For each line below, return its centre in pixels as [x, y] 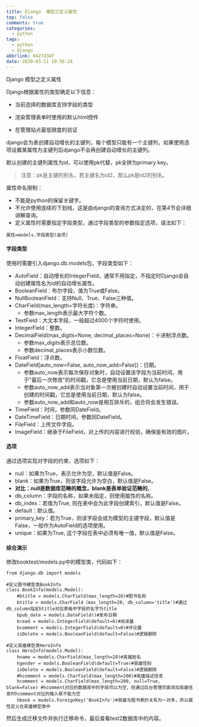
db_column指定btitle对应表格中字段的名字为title [61, 609]
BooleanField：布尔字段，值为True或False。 [69, 290]
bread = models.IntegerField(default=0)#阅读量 [75, 622]
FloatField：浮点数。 [40, 357]
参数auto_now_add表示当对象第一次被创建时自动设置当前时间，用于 [106, 387]
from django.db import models [44, 573]
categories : [21, 28]
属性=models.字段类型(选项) [37, 235]
